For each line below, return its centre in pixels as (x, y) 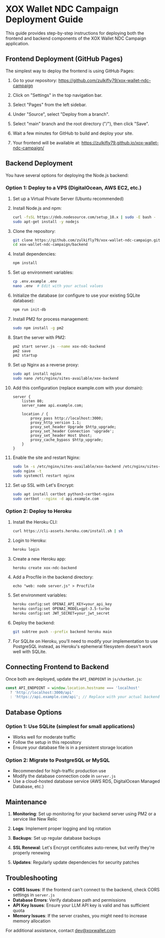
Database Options (34, 712)
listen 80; (33, 401)
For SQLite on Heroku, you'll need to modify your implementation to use (85, 641)
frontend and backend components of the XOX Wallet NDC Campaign (76, 38)
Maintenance (26, 802)
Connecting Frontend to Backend (57, 667)
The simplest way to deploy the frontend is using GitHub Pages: (70, 71)
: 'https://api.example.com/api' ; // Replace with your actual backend (85, 697)
